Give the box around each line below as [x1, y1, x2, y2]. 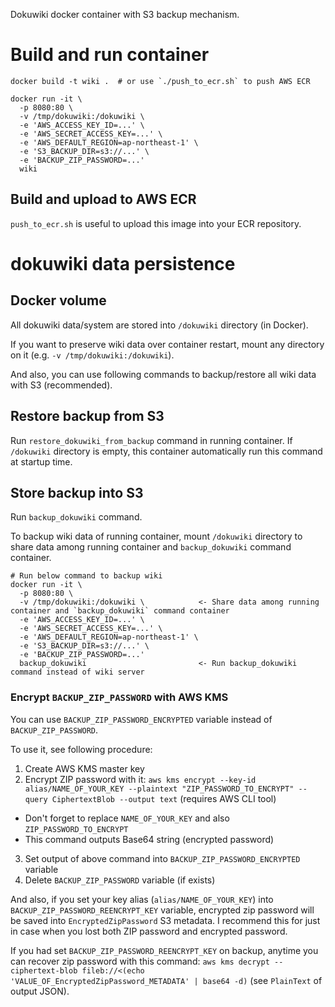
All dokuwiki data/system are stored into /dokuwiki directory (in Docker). [10, 319, 309, 331]
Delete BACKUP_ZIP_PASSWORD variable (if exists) [24, 874, 216, 886]
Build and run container [10, 44, 210, 66]
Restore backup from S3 [10, 408, 165, 425]
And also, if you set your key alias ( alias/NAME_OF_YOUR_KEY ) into [10, 893, 274, 905]
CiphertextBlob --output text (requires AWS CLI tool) [51, 792, 277, 804]
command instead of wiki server [10, 667, 145, 678]
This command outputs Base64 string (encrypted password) [24, 833, 275, 845]
